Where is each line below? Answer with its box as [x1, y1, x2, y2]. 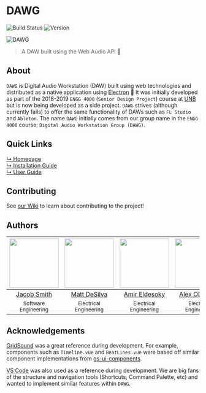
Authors [6, 220, 39, 230]
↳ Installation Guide [6, 161, 57, 169]
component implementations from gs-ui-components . [6, 355, 142, 362]
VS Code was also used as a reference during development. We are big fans [6, 367, 199, 374]
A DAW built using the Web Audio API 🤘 [21, 47, 121, 55]
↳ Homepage [6, 155, 42, 163]
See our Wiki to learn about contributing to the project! [6, 202, 144, 209]
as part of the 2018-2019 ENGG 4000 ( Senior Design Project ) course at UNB [6, 95, 196, 102]
